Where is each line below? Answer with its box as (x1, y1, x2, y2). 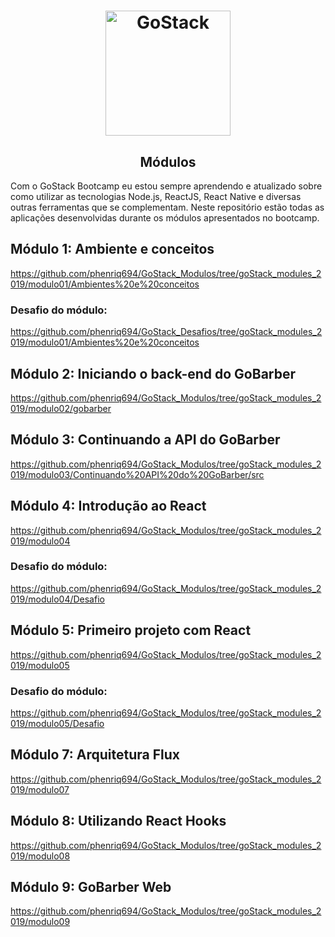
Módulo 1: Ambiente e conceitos (10, 241, 215, 258)
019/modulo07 (10, 783, 70, 795)
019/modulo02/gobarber (10, 402, 112, 414)
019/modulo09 (10, 916, 71, 928)
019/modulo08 (10, 850, 71, 862)
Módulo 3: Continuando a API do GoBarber (10, 431, 281, 449)
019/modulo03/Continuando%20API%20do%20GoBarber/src (10, 468, 265, 480)
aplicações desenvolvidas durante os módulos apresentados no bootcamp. (10, 212, 320, 224)
